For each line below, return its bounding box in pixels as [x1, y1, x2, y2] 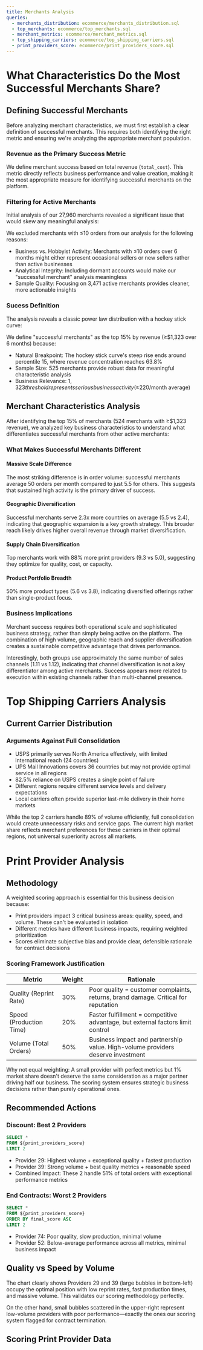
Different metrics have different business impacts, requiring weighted [14, 925, 188, 932]
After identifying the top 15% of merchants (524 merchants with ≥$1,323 [6, 417, 187, 424]
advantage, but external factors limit [89, 1018, 192, 1026]
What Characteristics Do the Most [6, 69, 181, 82]
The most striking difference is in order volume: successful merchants [6, 473, 181, 481]
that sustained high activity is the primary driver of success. [6, 487, 156, 494]
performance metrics [14, 1176, 68, 1184]
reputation [89, 1000, 118, 1009]
